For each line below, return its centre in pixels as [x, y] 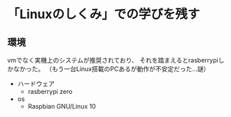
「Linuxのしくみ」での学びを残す [104, 14]
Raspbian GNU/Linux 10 [62, 106]
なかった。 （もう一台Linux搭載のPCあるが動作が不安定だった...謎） [111, 69]
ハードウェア [36, 84]
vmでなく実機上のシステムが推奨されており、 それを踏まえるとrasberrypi [113, 60]
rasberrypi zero [50, 92]
